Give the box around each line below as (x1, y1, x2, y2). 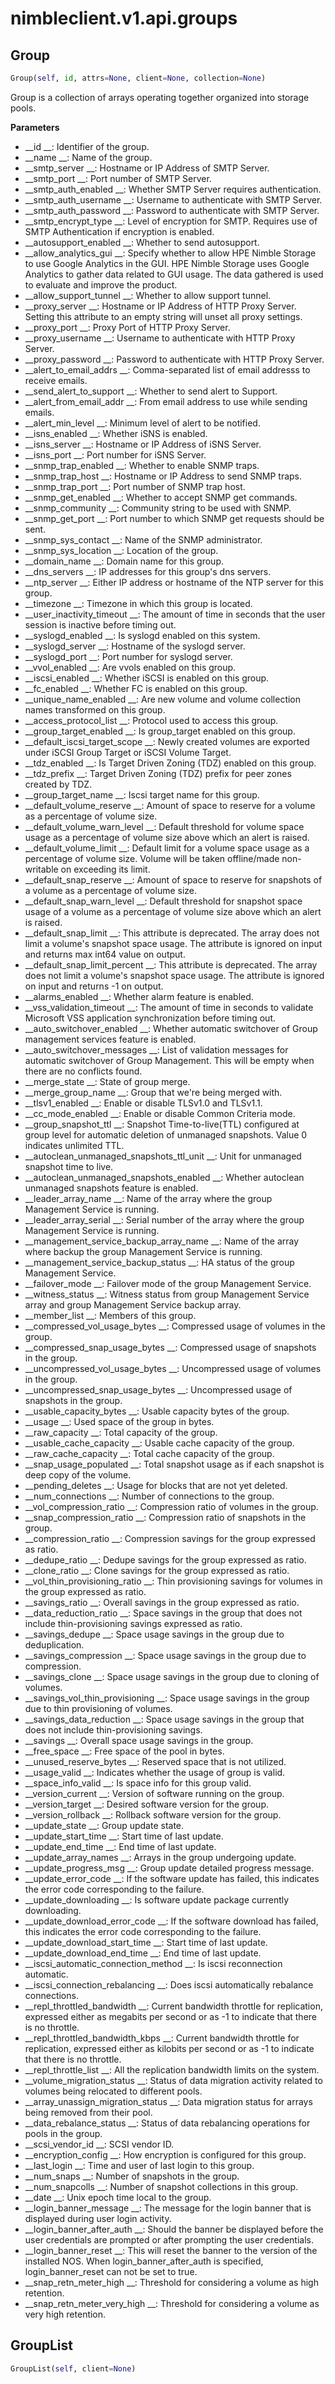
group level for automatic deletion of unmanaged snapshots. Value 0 (24, 1128, 308, 1141)
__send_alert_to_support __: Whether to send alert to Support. (24, 385, 278, 397)
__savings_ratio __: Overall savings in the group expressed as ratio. (24, 1596, 300, 1608)
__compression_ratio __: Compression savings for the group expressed (24, 1532, 316, 1544)
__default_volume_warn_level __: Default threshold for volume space (24, 820, 305, 832)
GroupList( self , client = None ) (10, 2363, 137, 2374)
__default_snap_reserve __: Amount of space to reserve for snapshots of (24, 873, 323, 886)
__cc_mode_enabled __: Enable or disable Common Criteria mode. (24, 1107, 296, 1119)
